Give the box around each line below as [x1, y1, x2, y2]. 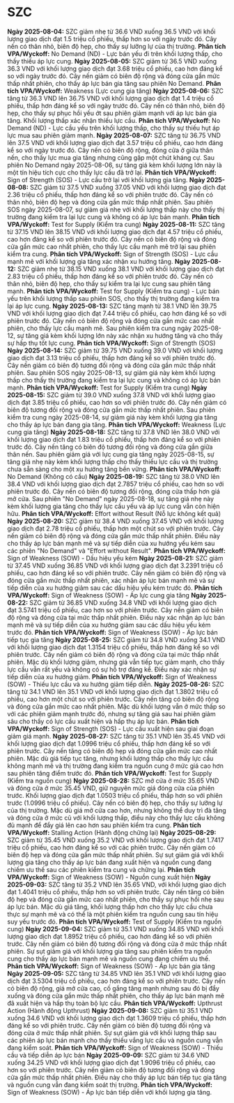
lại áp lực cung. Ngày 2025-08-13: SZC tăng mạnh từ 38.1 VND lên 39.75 [7, 302, 217, 310]
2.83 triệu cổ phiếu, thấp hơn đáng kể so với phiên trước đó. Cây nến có [7, 272, 214, 280]
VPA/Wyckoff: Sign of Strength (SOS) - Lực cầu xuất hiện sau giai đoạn [7, 724, 214, 733]
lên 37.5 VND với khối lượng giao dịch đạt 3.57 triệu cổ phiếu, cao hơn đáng [7, 138, 224, 147]
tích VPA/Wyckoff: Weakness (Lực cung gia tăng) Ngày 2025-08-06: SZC [7, 87, 224, 95]
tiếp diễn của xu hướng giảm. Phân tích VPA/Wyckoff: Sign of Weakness [7, 672, 217, 681]
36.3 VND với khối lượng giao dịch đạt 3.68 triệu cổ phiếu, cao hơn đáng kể [7, 64, 223, 73]
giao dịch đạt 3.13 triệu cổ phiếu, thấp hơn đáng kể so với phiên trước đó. [7, 353, 217, 362]
